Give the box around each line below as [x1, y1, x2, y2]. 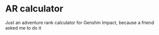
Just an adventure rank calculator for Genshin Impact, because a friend [5, 19, 154, 25]
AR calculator [5, 3, 63, 14]
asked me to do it [5, 24, 42, 30]
